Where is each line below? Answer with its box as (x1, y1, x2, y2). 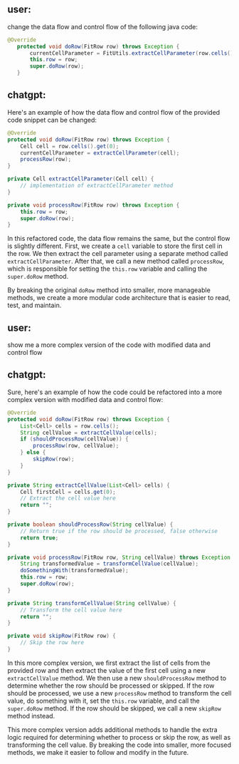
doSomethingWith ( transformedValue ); (20, 567, 129, 574)
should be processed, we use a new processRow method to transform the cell (7, 688, 232, 697)
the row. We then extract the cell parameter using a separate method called (7, 249, 228, 258)
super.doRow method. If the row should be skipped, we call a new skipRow (7, 703, 222, 713)
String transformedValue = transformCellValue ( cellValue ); (20, 560, 199, 567)
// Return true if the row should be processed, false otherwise (20, 527, 218, 535)
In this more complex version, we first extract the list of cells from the (7, 659, 211, 667)
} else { (20, 449, 46, 456)
